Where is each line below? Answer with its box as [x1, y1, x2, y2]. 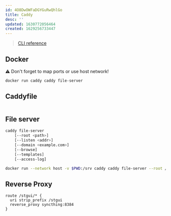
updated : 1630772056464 [5, 21, 56, 27]
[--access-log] [14, 157, 47, 162]
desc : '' [5, 17, 24, 22]
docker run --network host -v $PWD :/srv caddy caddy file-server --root [5, 166, 163, 171]
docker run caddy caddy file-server [5, 78, 83, 83]
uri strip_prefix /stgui [10, 198, 63, 203]
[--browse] [14, 147, 38, 152]
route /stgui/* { [5, 193, 42, 198]
